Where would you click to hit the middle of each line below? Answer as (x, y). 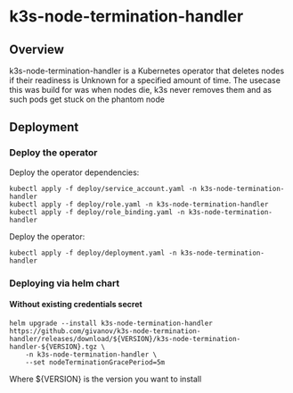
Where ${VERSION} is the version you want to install (106, 379)
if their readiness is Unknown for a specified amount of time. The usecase (145, 80)
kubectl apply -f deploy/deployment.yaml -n (93, 253)
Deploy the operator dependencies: (74, 172)
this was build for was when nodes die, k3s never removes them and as (140, 90)
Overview (37, 50)
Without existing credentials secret (76, 305)
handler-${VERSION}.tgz (53, 347)
